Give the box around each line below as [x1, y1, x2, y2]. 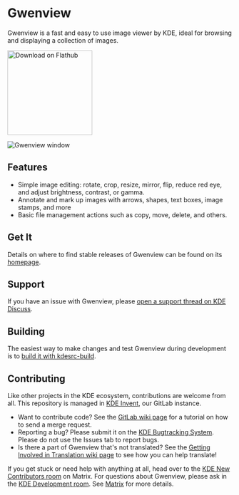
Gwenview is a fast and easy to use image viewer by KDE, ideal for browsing [7, 28, 232, 37]
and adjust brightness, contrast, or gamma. [17, 187, 145, 197]
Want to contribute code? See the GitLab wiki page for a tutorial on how [17, 413, 228, 421]
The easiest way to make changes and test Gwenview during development [7, 344, 227, 353]
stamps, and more [17, 203, 71, 212]
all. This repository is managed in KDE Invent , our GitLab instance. [7, 399, 202, 407]
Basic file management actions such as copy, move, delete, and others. [17, 210, 228, 219]
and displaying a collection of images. [7, 36, 119, 44]
